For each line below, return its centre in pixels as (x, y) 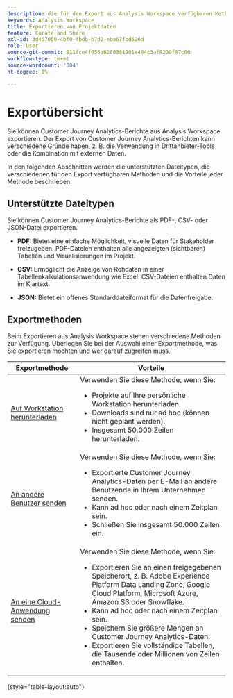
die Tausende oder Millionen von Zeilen (156, 654)
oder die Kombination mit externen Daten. (67, 153)
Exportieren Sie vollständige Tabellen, (153, 645)
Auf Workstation (37, 408)
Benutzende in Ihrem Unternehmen (149, 490)
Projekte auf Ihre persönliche (139, 395)
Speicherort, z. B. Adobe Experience (151, 576)
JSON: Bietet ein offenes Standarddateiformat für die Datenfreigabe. (115, 298)
